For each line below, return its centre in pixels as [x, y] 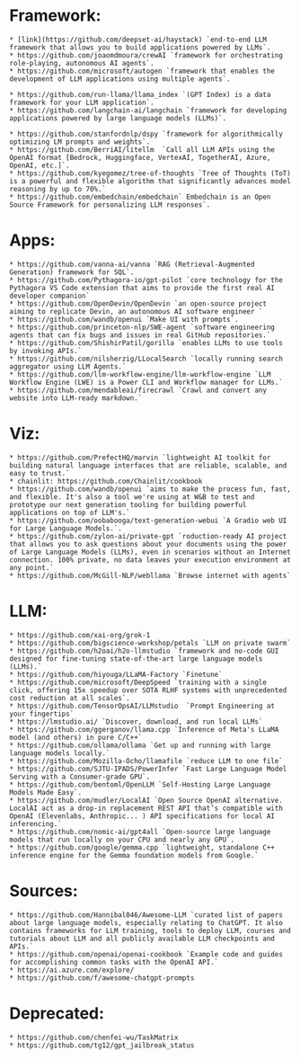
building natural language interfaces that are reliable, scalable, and [148, 465]
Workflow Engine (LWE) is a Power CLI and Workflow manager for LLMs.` [146, 382]
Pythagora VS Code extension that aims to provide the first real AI [142, 288]
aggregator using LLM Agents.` [68, 366]
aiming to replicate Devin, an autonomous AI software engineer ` [136, 311]
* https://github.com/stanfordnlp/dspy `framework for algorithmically [146, 134]
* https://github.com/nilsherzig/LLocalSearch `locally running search [146, 359]
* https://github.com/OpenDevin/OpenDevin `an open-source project [138, 303]
